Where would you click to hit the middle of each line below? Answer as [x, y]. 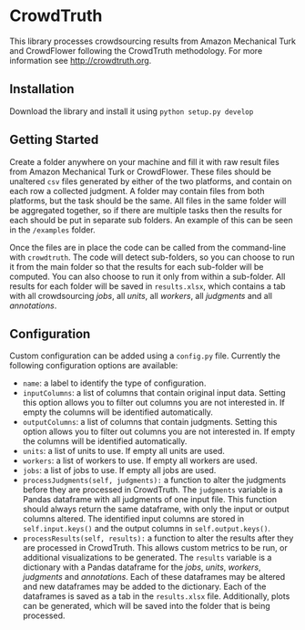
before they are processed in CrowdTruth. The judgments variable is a [153, 490]
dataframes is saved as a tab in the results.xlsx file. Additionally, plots [156, 596]
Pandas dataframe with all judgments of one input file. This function [150, 500]
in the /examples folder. [52, 230]
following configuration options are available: [94, 366]
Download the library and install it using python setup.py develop [132, 111]
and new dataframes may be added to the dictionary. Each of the [144, 587]
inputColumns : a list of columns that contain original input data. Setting [154, 393]
